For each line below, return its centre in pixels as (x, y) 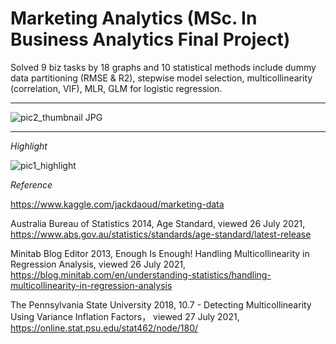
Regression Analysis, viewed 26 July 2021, (98, 264)
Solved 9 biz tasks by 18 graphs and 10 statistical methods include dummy (163, 67)
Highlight (29, 146)
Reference (31, 184)
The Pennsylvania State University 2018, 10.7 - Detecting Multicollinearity (161, 304)
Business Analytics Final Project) (150, 39)
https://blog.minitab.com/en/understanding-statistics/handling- (141, 274)
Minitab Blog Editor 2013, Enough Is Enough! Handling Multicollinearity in (160, 253)
